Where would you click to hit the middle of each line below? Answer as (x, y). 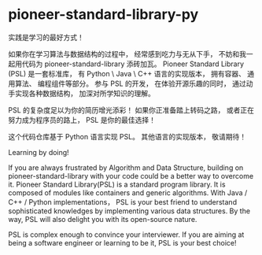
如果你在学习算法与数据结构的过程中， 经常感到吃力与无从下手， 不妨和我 (127, 54)
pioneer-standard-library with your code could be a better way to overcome (131, 176)
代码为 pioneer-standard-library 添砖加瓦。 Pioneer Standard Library (133, 64)
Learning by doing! (39, 152)
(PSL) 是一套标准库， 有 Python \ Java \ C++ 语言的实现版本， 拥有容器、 (127, 73)
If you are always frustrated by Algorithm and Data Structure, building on (126, 168)
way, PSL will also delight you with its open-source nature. (103, 219)
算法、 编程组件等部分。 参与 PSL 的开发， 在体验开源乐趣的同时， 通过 (130, 83)
